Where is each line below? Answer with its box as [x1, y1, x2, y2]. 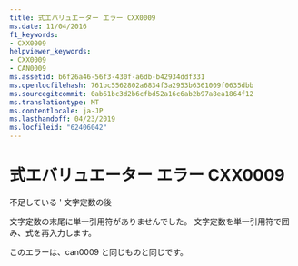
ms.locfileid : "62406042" [9, 123, 107, 133]
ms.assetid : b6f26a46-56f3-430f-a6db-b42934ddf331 [9, 73, 205, 82]
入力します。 [48, 227, 97, 238]
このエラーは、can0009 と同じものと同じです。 [9, 246, 188, 257]
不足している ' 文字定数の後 [9, 196, 112, 207]
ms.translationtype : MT [9, 97, 100, 107]
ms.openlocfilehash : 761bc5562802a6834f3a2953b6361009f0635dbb [9, 81, 254, 90]
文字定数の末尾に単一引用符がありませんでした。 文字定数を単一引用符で [9, 215, 282, 227]
